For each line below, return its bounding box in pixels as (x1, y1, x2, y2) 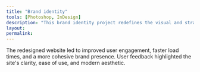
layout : (6, 25, 26, 31)
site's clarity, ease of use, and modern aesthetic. (6, 60, 126, 67)
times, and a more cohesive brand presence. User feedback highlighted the (6, 53, 192, 60)
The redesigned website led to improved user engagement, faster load (6, 47, 179, 54)
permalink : (6, 31, 33, 37)
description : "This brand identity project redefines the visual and (6, 19, 183, 25)
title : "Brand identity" (6, 8, 68, 15)
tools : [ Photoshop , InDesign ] (6, 14, 82, 20)
